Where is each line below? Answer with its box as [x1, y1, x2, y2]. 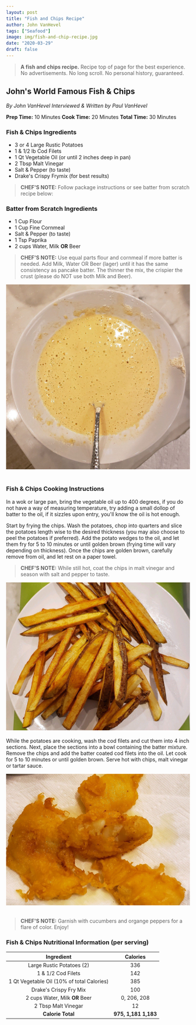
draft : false [6, 47, 38, 53]
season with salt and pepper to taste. [20, 570, 110, 578]
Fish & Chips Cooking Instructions [6, 485, 104, 493]
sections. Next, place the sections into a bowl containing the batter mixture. [6, 744, 188, 751]
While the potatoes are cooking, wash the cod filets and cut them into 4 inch [6, 737, 190, 744]
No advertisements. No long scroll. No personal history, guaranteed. [20, 69, 184, 76]
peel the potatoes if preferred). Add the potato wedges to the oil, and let [6, 534, 180, 541]
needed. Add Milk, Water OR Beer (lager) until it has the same [20, 261, 168, 268]
